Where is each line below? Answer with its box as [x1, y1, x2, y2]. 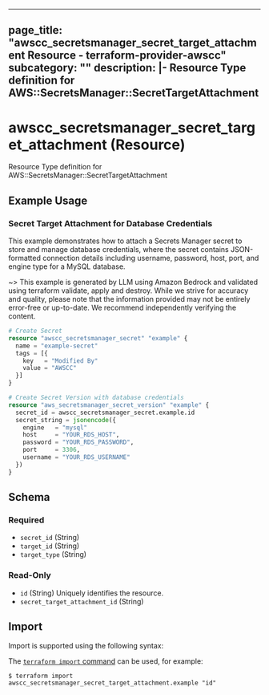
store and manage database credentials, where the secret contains [8, 245, 230, 254]
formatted [8, 254, 42, 263]
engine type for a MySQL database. [8, 262, 126, 271]
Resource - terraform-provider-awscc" [27, 49, 227, 63]
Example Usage [8, 193, 88, 207]
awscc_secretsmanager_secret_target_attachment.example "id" [8, 679, 217, 687]
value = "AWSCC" [22, 364, 78, 372]
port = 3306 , [22, 446, 81, 454]
